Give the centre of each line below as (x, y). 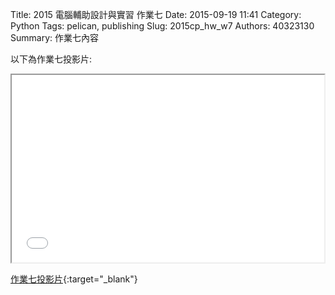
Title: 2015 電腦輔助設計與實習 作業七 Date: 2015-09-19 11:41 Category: (156, 14)
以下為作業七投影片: (51, 59)
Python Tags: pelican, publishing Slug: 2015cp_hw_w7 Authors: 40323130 (162, 26)
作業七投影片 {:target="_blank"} (74, 279)
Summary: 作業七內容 (54, 37)
